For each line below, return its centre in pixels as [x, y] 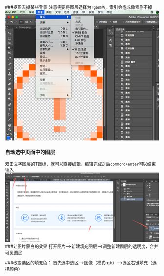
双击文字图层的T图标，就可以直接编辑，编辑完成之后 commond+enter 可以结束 [81, 164]
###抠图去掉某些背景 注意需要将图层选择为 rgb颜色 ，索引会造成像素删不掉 [79, 7]
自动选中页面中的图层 [30, 152]
